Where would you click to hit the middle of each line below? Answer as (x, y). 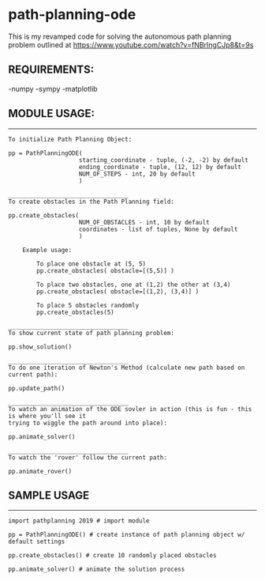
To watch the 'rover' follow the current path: (88, 457)
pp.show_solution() (40, 347)
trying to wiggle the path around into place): (88, 423)
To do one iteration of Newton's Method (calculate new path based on (127, 368)
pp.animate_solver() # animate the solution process (97, 570)
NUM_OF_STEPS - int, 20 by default (137, 174)
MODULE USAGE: (52, 113)
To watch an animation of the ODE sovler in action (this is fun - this (130, 409)
